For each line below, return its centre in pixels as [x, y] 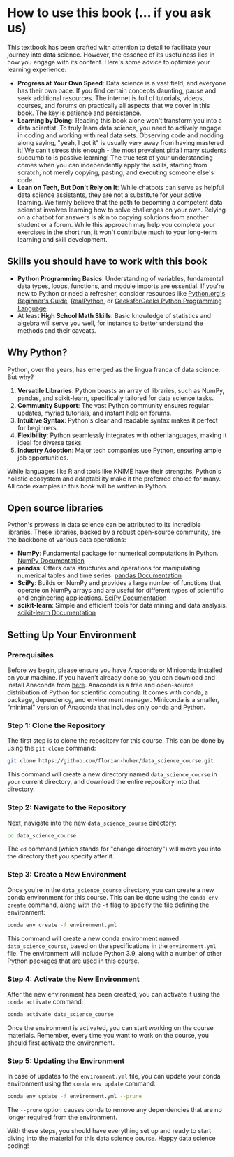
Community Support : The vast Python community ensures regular [113, 405]
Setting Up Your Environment [72, 635]
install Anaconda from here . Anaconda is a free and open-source [101, 685]
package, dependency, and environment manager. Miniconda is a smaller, [114, 700]
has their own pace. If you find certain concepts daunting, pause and [117, 90]
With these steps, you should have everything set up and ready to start [109, 1130]
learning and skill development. [63, 239]
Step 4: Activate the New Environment [73, 979]
